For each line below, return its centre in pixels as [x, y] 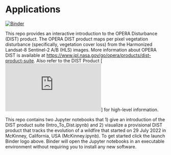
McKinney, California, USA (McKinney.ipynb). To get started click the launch [85, 136]
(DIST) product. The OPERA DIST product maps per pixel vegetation [77, 39]
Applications [33, 9]
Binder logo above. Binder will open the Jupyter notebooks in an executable [85, 141]
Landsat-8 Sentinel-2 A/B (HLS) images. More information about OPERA [81, 50]
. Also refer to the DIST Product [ [68, 60]
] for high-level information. [130, 109]
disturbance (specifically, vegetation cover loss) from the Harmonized [79, 44]
